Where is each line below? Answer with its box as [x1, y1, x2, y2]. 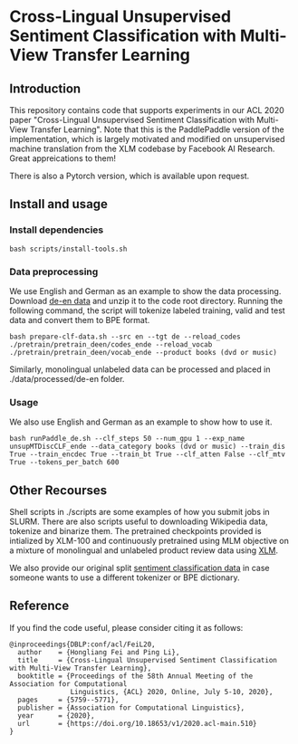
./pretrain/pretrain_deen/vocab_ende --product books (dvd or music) [9, 348, 278, 357]
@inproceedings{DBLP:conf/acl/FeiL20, [9, 640, 156, 649]
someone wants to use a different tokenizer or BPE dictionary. [9, 572, 240, 583]
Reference [9, 598, 70, 614]
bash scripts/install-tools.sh [9, 244, 128, 253]
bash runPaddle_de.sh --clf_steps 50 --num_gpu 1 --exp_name [9, 434, 245, 444]
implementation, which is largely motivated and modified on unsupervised [9, 134, 285, 144]
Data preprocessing [9, 265, 99, 278]
